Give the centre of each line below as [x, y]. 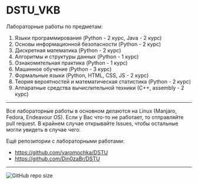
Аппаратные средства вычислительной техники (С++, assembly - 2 [99, 88]
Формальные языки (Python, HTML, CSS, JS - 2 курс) [82, 75]
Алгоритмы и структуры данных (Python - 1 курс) [77, 56]
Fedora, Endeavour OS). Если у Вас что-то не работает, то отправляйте [95, 117]
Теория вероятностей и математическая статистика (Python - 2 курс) [103, 81]
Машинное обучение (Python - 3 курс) [63, 69]
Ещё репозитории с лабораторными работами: [65, 141]
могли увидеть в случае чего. [44, 129]
